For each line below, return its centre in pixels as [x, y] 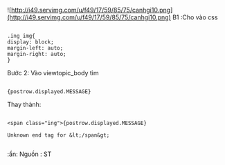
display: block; [30, 42]
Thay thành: [24, 104]
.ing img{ [21, 36]
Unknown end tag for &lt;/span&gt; [58, 135]
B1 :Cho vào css [195, 17]
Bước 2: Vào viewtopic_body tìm [53, 73]
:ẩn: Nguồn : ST [29, 154]
